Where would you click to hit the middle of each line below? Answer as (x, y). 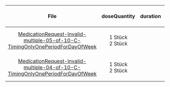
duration (151, 16)
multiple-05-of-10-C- (52, 40)
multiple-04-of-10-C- (52, 67)
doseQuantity (118, 16)
